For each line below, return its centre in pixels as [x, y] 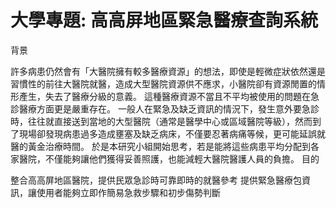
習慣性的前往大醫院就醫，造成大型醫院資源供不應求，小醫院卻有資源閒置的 [163, 83]
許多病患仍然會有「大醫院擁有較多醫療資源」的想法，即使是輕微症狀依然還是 [168, 71]
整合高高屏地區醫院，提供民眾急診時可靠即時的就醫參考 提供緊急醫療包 [156, 180]
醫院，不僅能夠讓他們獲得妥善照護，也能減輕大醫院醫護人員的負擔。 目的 [169, 158]
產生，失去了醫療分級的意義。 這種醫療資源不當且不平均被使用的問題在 [164, 96]
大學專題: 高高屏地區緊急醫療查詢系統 [164, 20]
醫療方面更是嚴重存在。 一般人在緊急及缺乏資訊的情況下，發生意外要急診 [169, 108]
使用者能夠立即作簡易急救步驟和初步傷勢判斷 [128, 192]
